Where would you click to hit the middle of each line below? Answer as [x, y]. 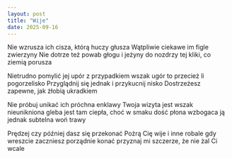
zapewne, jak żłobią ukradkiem [52, 91]
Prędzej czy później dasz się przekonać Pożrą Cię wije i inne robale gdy [112, 134]
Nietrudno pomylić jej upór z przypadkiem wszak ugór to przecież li [106, 76]
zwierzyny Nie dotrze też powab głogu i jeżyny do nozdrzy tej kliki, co [109, 55]
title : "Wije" [28, 21]
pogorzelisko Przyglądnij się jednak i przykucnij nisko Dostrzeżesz [104, 84]
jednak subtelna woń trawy [47, 120]
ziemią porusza [30, 62]
